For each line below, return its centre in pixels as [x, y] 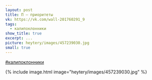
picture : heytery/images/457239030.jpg [47, 43]
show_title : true [24, 33]
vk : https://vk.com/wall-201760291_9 [45, 19]
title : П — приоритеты [29, 15]
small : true [18, 48]
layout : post [19, 10]
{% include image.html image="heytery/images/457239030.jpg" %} [76, 72]
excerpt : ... [19, 38]
